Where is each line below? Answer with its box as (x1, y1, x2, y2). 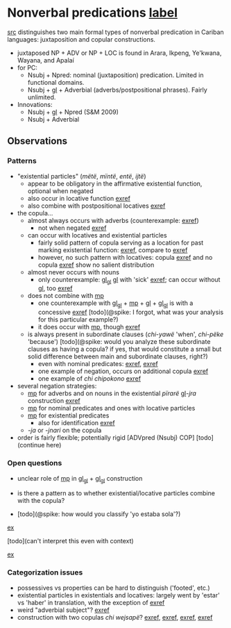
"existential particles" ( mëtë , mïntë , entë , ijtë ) (17, 172, 146, 180)
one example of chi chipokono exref (37, 374, 141, 383)
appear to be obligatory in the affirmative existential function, (27, 179, 203, 188)
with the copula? (17, 497, 65, 505)
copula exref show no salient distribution (37, 261, 155, 269)
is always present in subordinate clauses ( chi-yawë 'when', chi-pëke (27, 330, 224, 338)
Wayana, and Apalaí (17, 56, 74, 64)
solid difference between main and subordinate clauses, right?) (27, 352, 208, 361)
